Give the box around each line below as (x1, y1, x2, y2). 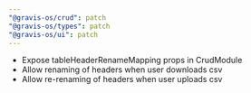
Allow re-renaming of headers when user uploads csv (21, 74, 223, 85)
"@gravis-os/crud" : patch (8, 13, 106, 23)
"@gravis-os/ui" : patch (8, 30, 99, 39)
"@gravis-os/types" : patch (8, 22, 111, 31)
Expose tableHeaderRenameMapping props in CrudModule (21, 55, 243, 66)
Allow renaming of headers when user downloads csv (21, 64, 223, 75)
